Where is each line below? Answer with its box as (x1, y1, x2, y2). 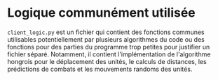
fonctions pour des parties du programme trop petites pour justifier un (7, 42, 210, 51)
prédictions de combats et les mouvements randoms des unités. (7, 65, 193, 73)
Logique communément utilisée (7, 5, 196, 21)
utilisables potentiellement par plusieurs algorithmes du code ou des (7, 35, 205, 43)
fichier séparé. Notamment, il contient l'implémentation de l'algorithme (7, 50, 211, 58)
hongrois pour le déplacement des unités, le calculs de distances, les (7, 57, 207, 65)
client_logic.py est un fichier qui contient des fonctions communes (7, 28, 205, 36)
